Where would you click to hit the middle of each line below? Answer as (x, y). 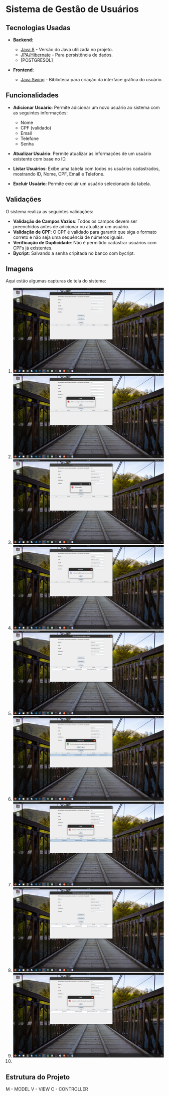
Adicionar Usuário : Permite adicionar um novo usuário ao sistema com (86, 107)
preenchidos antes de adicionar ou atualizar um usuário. (71, 226)
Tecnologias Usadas (38, 28)
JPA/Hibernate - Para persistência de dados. (67, 55)
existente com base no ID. (40, 159)
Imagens (20, 269)
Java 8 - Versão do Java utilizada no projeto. (67, 49)
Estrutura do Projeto (38, 1077)
